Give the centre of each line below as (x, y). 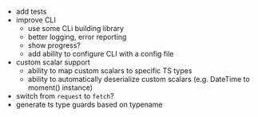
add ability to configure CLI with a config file (101, 54)
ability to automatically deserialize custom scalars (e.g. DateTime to (139, 79)
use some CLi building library (76, 28)
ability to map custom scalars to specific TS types (110, 70)
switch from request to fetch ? (65, 96)
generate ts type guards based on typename (89, 104)
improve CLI (36, 20)
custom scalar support (53, 62)
